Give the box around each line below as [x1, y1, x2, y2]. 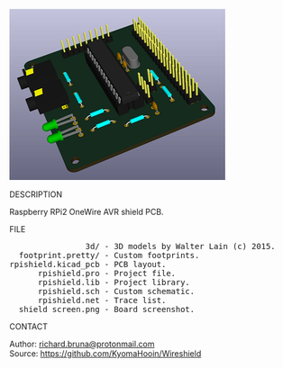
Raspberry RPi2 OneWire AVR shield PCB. [9, 207, 164, 217]
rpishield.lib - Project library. [37, 277, 191, 287]
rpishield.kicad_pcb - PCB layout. [9, 259, 167, 269]
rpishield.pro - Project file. [37, 268, 177, 278]
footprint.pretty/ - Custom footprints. [18, 250, 200, 260]
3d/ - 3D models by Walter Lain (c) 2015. [85, 241, 277, 251]
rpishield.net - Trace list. [37, 295, 167, 305]
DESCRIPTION [9, 189, 63, 200]
